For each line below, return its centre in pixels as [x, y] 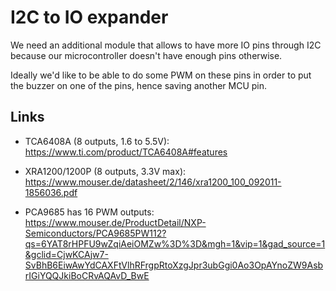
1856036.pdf [51, 192]
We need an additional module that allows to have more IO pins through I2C [166, 45]
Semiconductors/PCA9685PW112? [95, 233]
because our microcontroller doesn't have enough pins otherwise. [146, 55]
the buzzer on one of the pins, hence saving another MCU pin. [139, 85]
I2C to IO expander [89, 17]
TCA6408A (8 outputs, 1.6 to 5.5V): [97, 141]
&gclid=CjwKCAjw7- [66, 254]
